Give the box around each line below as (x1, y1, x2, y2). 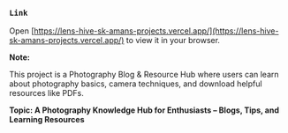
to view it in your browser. (125, 35, 221, 46)
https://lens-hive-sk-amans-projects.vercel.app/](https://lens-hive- (34, 26, 279, 36)
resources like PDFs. (9, 88, 84, 99)
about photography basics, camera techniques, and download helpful (9, 78, 262, 89)
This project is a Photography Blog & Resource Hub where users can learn (9, 70, 280, 80)
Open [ (9, 26, 34, 36)
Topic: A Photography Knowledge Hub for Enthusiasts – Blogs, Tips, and (9, 105, 280, 115)
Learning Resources (9, 115, 85, 125)
